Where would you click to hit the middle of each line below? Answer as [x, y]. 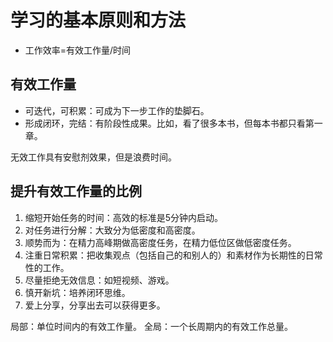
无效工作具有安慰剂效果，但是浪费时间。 [93, 157]
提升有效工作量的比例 [76, 191]
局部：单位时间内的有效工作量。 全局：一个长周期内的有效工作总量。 [151, 326]
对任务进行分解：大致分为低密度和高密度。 [112, 230]
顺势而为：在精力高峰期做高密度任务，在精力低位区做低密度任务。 [160, 242]
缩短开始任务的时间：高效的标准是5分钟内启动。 [124, 217]
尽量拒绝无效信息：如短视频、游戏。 [99, 280]
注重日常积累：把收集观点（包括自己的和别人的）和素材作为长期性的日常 [173, 255]
